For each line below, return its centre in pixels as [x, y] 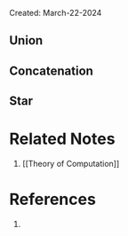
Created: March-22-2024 [56, 13]
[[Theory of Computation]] [71, 164]
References [52, 200]
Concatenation [51, 71]
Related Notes [62, 139]
